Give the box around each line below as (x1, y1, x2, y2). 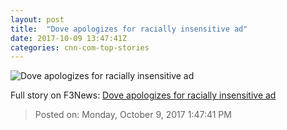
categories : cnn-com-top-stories (10, 42, 150, 53)
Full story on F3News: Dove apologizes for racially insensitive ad (10, 89, 277, 101)
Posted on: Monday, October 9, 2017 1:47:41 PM (34, 109, 232, 121)
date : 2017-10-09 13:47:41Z (10, 33, 128, 43)
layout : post (10, 14, 65, 25)
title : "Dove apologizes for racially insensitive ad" (10, 24, 248, 34)
